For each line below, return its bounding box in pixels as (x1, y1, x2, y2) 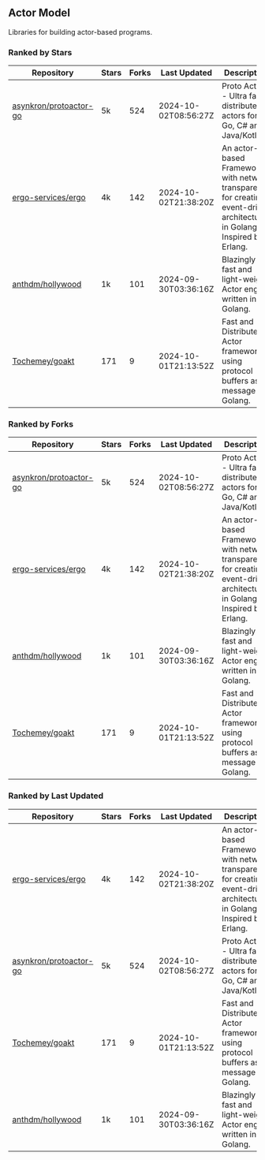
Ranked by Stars (8, 47, 73, 58)
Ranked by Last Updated (8, 790, 104, 801)
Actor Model (8, 6, 71, 20)
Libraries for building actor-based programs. (8, 27, 152, 36)
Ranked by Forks (8, 419, 73, 430)
